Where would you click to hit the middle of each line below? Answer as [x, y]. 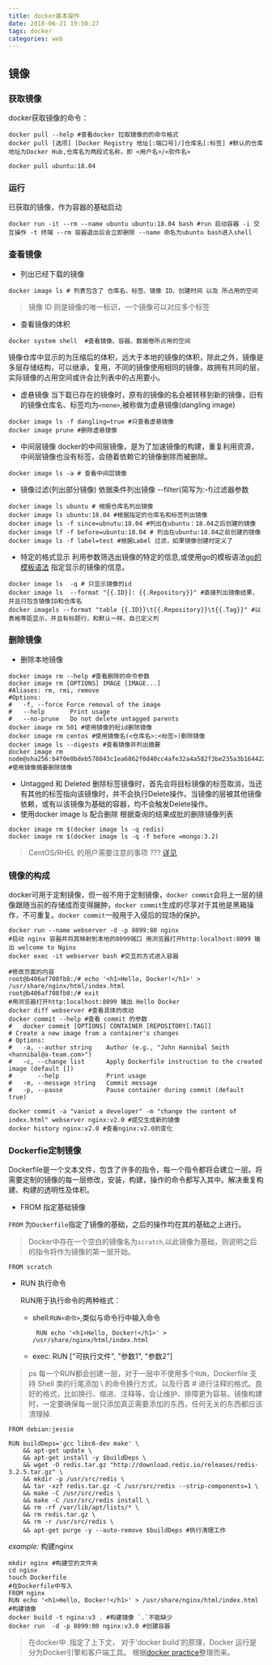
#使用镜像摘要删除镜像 [40, 768]
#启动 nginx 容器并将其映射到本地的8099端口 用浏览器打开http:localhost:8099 [130, 939]
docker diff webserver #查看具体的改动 [71, 1011]
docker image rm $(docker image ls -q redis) [86, 829]
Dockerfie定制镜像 [45, 1151]
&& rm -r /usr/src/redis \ [68, 1522]
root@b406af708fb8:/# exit [54, 994]
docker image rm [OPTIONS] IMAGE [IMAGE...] [85, 683]
